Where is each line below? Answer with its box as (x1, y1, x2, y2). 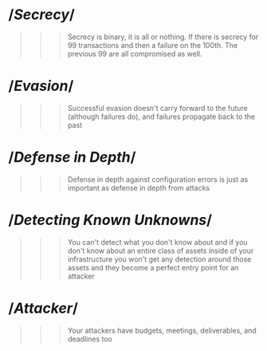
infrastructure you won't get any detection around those (67, 254, 252, 264)
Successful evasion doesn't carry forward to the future (67, 103, 249, 112)
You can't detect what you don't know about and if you (67, 237, 249, 246)
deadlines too (67, 333, 113, 344)
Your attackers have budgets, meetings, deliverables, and (67, 325, 257, 335)
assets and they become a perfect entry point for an (67, 262, 239, 272)
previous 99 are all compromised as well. (67, 49, 202, 58)
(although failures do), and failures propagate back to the (67, 112, 256, 121)
